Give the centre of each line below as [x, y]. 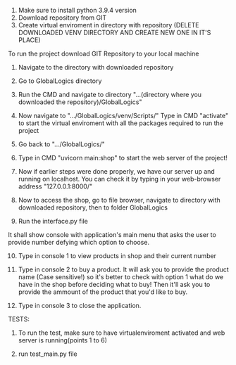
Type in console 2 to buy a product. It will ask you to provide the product [124, 269]
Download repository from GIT [62, 18]
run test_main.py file [48, 354]
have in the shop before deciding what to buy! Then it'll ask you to [114, 284]
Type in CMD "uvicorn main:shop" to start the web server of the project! [123, 158]
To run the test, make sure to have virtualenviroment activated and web [122, 333]
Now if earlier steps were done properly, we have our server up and [117, 171]
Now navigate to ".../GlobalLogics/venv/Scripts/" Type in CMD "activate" [123, 116]
